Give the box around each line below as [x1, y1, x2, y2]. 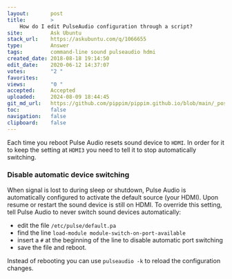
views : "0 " [7, 81, 64, 88]
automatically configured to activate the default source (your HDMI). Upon [7, 193, 219, 201]
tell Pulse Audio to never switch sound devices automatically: [7, 208, 182, 216]
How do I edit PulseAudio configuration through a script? [19, 23, 193, 30]
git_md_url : [7, 100, 41, 107]
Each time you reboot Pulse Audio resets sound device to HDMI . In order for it [7, 138, 224, 146]
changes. [7, 264, 34, 272]
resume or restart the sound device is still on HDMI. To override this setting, [7, 200, 222, 209]
